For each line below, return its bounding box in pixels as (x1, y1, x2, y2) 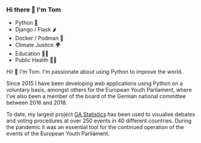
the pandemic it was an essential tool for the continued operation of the (6, 124, 184, 131)
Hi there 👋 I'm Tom (6, 5, 62, 14)
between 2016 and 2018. (6, 99, 68, 106)
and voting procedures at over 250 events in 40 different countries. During (6, 117, 192, 124)
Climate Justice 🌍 (14, 42, 61, 49)
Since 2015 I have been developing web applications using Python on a (6, 80, 183, 87)
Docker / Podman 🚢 (14, 34, 64, 42)
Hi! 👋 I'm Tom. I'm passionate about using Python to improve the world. (6, 68, 183, 75)
